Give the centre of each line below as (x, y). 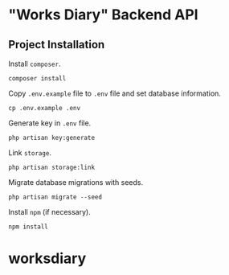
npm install (28, 227)
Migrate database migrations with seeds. (76, 182)
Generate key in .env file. (50, 123)
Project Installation (57, 45)
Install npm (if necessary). (49, 212)
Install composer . (35, 64)
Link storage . (30, 153)
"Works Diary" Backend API (103, 15)
